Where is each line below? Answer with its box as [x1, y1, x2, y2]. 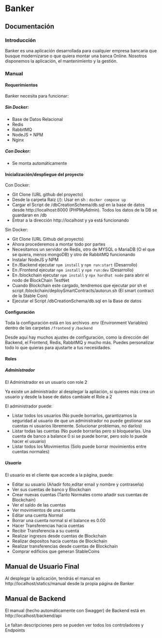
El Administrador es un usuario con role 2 [5, 379, 88, 385]
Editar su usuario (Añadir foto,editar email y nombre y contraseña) [12, 481, 144, 487]
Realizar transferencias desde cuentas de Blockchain [12, 543, 118, 549]
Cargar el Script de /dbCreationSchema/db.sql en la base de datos [12, 202, 145, 208]
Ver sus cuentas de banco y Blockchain [12, 486, 91, 492]
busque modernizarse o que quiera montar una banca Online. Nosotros [5, 53, 147, 59]
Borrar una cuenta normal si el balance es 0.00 [12, 517, 106, 523]
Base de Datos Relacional [12, 116, 63, 122]
